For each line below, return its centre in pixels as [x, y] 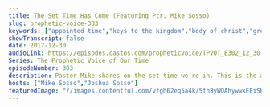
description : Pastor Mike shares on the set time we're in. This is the [133, 76]
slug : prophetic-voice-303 [53, 23]
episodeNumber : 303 [41, 68]
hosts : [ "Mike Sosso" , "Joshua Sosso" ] [73, 83]
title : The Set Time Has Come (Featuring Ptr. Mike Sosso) [109, 16]
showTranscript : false [46, 38]
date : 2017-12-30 [37, 46]
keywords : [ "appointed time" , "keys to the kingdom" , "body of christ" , [129, 31]
